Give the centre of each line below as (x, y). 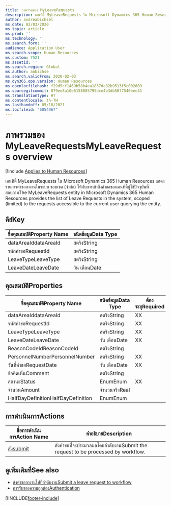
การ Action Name (29, 437)
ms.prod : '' (18, 34)
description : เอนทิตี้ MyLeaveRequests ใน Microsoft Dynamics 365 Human (79, 15)
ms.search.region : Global (33, 67)
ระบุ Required (149, 306)
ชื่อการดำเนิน (29, 430)
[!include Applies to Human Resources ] (46, 171)
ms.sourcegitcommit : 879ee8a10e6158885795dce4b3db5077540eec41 (74, 91)
